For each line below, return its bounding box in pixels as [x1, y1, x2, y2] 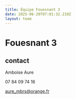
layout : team [5, 16, 32, 21]
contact [5, 57, 29, 65]
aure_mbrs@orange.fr [5, 88, 50, 94]
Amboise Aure [5, 69, 34, 76]
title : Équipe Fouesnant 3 [5, 7, 60, 12]
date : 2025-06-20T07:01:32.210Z [5, 12, 71, 17]
